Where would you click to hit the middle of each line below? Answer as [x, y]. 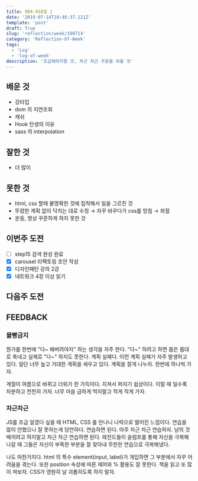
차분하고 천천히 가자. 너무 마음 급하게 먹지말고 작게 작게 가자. [76, 392]
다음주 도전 [25, 297]
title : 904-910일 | [30, 12]
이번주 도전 [25, 238]
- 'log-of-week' [31, 56]
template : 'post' [27, 23]
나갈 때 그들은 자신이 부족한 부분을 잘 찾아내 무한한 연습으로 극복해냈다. [88, 444]
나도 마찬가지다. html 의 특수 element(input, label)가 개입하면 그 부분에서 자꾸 [96, 457]
